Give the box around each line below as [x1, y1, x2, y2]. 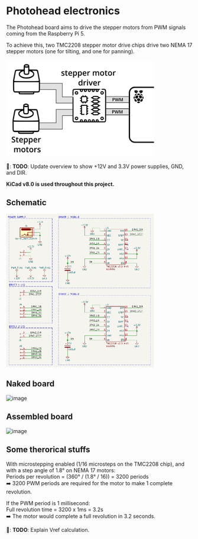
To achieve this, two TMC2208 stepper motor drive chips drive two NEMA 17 [6, 41, 193, 49]
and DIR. [6, 169, 27, 176]
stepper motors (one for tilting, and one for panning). [6, 47, 135, 54]
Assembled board [6, 412, 73, 422]
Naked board [6, 379, 55, 389]
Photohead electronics [6, 4, 120, 18]
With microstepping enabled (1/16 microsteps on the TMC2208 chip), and [6, 460, 185, 467]
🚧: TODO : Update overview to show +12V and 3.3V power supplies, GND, [6, 163, 184, 170]
